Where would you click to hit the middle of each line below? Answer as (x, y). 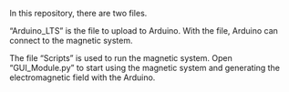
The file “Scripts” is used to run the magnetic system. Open (121, 58)
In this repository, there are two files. (78, 13)
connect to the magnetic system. (71, 41)
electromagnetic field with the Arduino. (83, 77)
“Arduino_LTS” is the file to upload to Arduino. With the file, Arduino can (144, 31)
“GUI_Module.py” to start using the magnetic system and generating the (145, 68)
